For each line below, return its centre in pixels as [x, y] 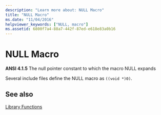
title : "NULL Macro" [27, 15]
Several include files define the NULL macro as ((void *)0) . [69, 78]
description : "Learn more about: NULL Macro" [55, 10]
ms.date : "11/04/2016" [29, 19]
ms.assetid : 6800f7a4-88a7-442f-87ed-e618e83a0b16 [61, 29]
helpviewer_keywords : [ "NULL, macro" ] [47, 24]
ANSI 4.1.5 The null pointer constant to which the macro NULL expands [81, 68]
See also [19, 94]
